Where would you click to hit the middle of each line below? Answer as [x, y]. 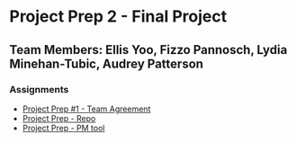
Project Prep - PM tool [63, 128]
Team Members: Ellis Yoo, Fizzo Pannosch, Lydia [148, 50]
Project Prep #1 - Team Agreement [86, 109]
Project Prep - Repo [59, 118]
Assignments [39, 89]
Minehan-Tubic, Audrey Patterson [107, 63]
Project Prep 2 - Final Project [118, 17]
